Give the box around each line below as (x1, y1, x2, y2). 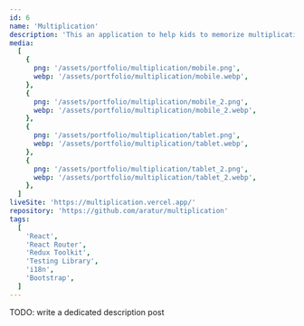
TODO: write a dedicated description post (9, 306, 165, 317)
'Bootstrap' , (25, 274, 75, 283)
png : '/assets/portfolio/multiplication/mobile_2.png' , (33, 97, 249, 107)
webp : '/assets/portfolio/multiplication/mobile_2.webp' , (33, 106, 257, 115)
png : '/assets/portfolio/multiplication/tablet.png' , (33, 131, 242, 140)
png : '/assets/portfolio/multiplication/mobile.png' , (33, 64, 242, 73)
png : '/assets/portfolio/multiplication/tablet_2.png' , (33, 164, 249, 173)
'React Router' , (25, 240, 88, 249)
